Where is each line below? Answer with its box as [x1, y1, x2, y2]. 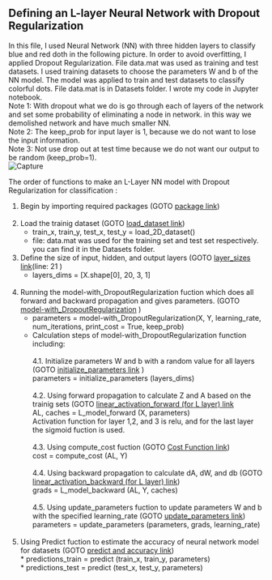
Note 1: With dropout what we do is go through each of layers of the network [8, 100, 264, 110]
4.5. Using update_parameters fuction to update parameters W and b [32, 502, 262, 512]
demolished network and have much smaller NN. [8, 117, 172, 128]
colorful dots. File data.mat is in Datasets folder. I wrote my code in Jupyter [8, 83, 259, 93]
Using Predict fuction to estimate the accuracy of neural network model [19, 536, 259, 546]
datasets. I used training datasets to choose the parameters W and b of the [8, 66, 259, 76]
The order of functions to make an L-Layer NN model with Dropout [8, 177, 230, 186]
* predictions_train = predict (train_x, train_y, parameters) [19, 554, 210, 564]
